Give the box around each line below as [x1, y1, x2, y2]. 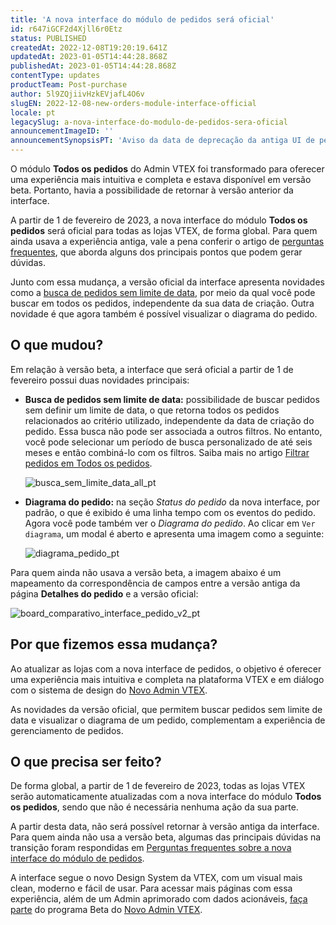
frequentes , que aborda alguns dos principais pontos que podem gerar [10, 246, 303, 258]
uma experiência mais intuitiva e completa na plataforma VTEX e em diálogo [10, 673, 325, 685]
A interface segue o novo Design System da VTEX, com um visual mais [10, 872, 303, 884]
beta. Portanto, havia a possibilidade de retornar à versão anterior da [10, 184, 294, 196]
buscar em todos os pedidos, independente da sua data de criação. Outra [10, 297, 315, 309]
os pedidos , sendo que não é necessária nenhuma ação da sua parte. [10, 801, 299, 813]
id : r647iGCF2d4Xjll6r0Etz [10, 24, 123, 34]
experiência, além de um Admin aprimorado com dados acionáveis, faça [10, 893, 308, 905]
